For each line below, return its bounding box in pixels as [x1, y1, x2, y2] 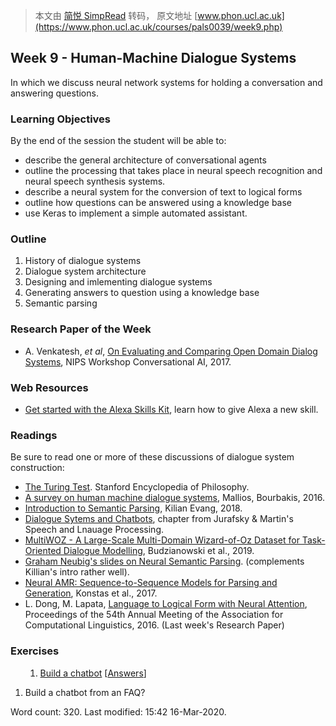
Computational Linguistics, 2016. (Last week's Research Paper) [24, 619, 285, 631]
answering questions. [10, 87, 99, 99]
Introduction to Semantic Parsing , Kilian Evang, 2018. [24, 502, 243, 514]
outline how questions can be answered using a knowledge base [24, 197, 292, 209]
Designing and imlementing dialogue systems [24, 276, 213, 288]
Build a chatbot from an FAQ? [24, 686, 146, 698]
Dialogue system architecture [24, 265, 147, 278]
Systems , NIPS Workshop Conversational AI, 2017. [24, 355, 232, 368]
